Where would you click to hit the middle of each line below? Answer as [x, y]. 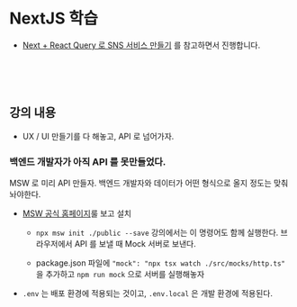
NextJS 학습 [54, 18]
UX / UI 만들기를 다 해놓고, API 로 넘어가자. [98, 136]
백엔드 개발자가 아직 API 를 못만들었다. [88, 161]
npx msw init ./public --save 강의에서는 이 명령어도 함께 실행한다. [157, 233]
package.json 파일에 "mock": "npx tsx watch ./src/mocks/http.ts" [161, 263]
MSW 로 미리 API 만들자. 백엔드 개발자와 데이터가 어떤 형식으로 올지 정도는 [140, 183]
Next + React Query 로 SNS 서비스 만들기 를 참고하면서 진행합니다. [141, 45]
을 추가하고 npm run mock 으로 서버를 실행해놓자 [120, 275]
